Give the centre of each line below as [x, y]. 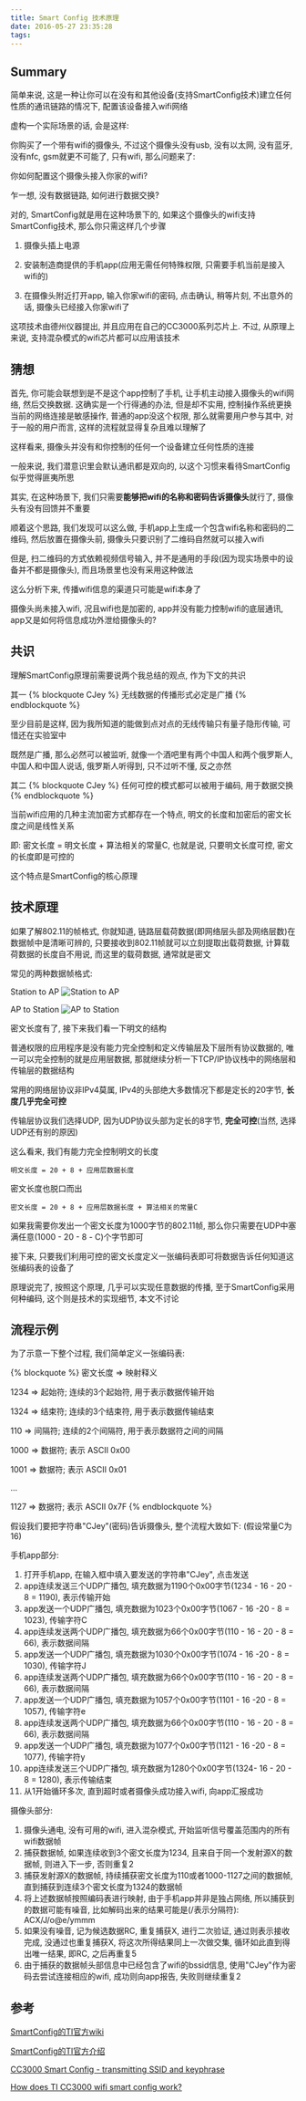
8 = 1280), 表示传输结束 [68, 1780]
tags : [20, 35]
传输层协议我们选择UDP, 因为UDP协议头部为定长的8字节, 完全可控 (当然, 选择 [153, 1120]
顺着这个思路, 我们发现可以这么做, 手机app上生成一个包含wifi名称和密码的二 [153, 527]
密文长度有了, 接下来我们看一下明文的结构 [88, 1028]
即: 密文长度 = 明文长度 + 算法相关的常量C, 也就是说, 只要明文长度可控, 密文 [152, 845]
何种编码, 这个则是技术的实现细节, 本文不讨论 [95, 1298]
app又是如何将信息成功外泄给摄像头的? [84, 620]
